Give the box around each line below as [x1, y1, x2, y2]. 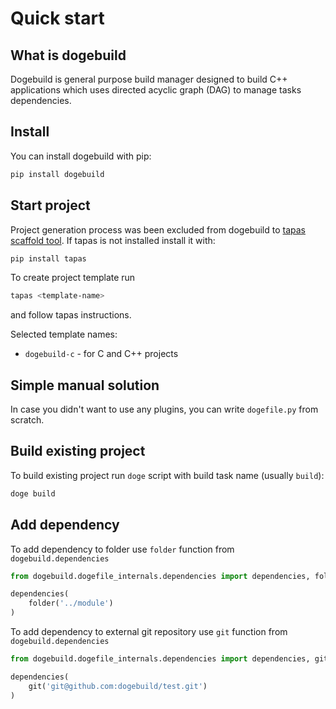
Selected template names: [10, 328, 118, 341]
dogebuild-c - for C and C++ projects [24, 348, 179, 360]
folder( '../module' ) [28, 598, 114, 609]
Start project [10, 197, 91, 214]
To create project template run [10, 272, 136, 284]
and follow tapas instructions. [10, 309, 132, 321]
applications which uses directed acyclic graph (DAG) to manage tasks [10, 84, 302, 96]
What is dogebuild [10, 47, 127, 64]
